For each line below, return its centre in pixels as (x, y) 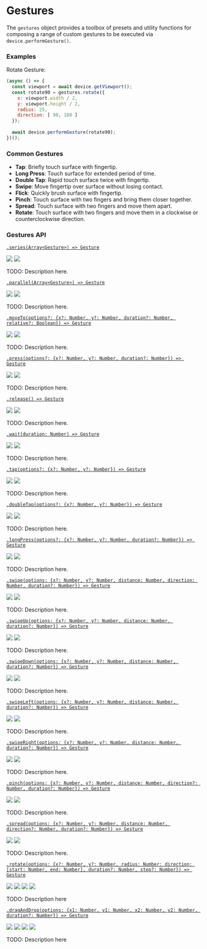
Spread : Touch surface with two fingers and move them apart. (94, 206)
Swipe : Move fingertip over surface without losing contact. (89, 187)
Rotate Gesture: (26, 70)
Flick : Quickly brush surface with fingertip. (69, 193)
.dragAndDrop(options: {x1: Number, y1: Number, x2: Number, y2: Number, (102, 910)
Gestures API (26, 235)
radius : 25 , (32, 110)
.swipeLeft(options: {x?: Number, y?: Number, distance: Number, (91, 702)
